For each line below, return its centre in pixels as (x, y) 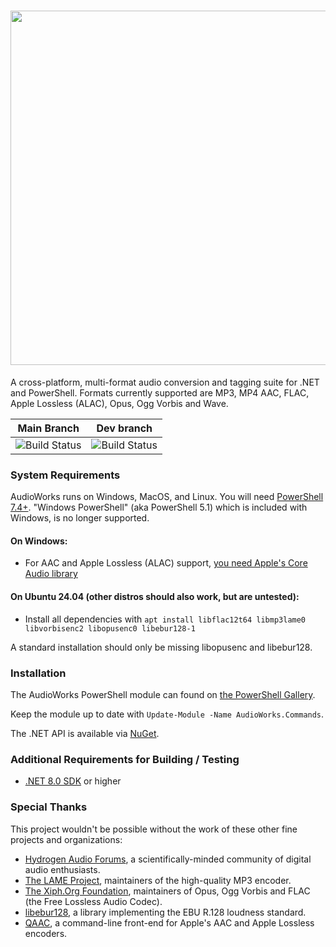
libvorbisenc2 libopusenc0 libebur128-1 (110, 628)
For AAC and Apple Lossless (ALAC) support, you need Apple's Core (166, 563)
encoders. (46, 933)
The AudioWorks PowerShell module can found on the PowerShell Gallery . (163, 694)
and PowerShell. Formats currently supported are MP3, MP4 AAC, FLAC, (160, 392)
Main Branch (48, 428)
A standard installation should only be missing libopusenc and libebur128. (161, 647)
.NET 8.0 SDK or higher (73, 781)
